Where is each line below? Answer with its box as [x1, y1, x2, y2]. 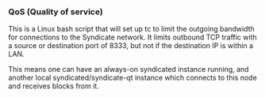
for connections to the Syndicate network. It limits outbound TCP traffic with [8, 32, 258, 42]
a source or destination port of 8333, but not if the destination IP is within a [8, 41, 254, 50]
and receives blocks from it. [8, 81, 99, 91]
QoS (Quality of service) [8, 6, 103, 17]
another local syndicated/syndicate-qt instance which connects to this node [8, 73, 258, 83]
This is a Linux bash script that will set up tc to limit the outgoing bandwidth [8, 24, 255, 34]
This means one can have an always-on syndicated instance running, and [8, 65, 249, 74]
